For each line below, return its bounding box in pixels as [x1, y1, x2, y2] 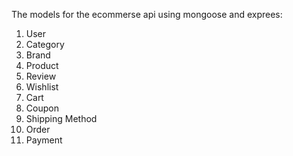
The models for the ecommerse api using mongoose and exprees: [11, 9, 283, 20]
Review [25, 70, 57, 82]
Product [25, 60, 59, 71]
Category [25, 39, 65, 50]
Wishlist [25, 81, 59, 93]
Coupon [25, 102, 59, 114]
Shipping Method [25, 113, 98, 124]
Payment [25, 134, 63, 146]
